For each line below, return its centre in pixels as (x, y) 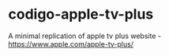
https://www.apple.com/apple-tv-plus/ (71, 44)
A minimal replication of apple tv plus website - (85, 36)
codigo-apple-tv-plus (81, 14)
